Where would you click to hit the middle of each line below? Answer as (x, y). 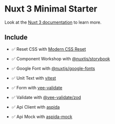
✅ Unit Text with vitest (34, 78)
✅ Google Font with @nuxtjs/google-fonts (53, 68)
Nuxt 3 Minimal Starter (51, 9)
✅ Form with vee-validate (37, 87)
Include (16, 37)
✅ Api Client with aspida (36, 107)
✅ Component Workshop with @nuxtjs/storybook (61, 58)
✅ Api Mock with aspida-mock (42, 116)
